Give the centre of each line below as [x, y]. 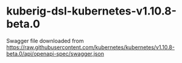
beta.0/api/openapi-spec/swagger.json [55, 53]
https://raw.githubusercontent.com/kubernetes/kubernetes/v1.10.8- [91, 47]
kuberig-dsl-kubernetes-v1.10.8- [91, 11]
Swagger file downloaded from [45, 41]
